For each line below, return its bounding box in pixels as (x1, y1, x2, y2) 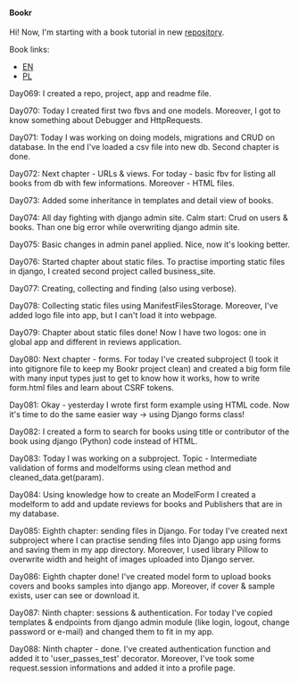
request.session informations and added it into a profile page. (9, 662, 236, 673)
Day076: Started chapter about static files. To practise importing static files (9, 257, 286, 267)
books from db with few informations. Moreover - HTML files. (9, 178, 235, 189)
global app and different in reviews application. (9, 337, 182, 348)
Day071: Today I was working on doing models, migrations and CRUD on (9, 132, 275, 143)
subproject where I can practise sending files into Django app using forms (9, 535, 281, 546)
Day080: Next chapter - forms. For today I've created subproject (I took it (9, 354, 279, 365)
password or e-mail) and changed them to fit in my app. (9, 627, 214, 637)
